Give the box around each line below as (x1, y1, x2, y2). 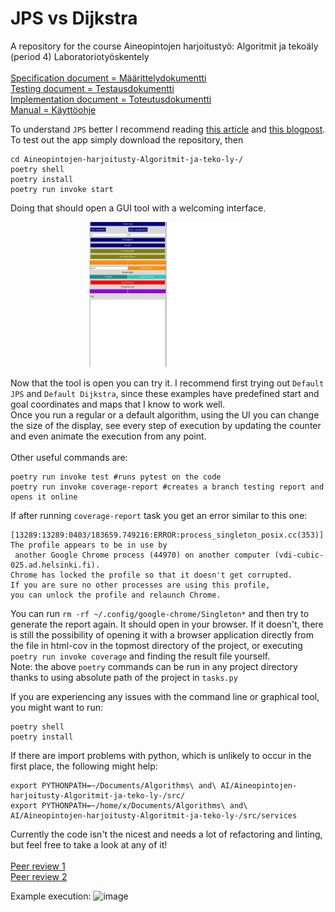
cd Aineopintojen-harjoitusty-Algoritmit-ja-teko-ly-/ (10, 154, 244, 164)
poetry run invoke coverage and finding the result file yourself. (10, 650, 271, 662)
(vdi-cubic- (274, 550, 325, 560)
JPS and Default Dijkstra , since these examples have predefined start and (10, 387, 320, 399)
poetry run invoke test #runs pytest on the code (10, 472, 222, 482)
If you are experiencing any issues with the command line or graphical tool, (10, 690, 320, 702)
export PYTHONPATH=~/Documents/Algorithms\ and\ (10, 780, 217, 791)
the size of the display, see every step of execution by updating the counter (10, 419, 322, 431)
